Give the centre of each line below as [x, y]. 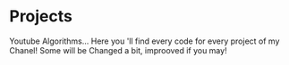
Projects [41, 16]
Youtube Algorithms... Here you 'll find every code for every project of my [144, 41]
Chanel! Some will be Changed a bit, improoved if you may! [118, 50]
